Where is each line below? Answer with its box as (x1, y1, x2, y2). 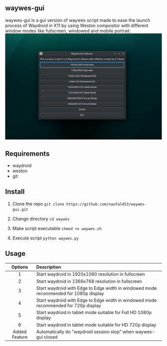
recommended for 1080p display (36, 290, 104, 296)
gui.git (12, 207, 28, 212)
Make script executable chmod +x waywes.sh (12, 225, 102, 231)
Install (5, 188, 25, 196)
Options (11, 264, 28, 270)
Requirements (5, 149, 50, 158)
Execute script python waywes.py (12, 235, 79, 241)
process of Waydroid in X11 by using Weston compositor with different (5, 22, 149, 28)
